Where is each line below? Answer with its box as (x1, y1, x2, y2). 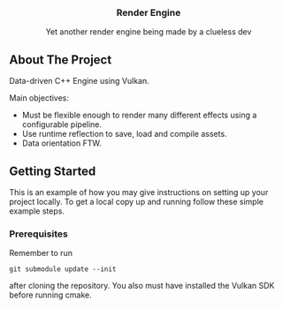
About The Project (9, 52, 112, 67)
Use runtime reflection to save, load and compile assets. (21, 129, 227, 139)
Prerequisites (9, 228, 68, 240)
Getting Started (9, 163, 96, 178)
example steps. (9, 206, 65, 216)
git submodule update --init (9, 265, 117, 274)
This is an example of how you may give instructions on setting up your (9, 186, 269, 197)
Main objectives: (9, 93, 69, 103)
